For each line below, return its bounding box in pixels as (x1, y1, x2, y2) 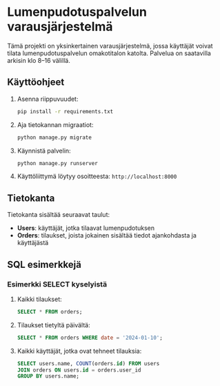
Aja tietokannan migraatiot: (17, 120, 94, 128)
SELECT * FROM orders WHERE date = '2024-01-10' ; (17, 334, 163, 341)
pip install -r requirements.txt (17, 108, 114, 115)
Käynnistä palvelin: (17, 146, 71, 155)
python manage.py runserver (17, 160, 98, 166)
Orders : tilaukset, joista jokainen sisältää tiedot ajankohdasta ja (17, 231, 197, 240)
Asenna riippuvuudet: (17, 95, 79, 103)
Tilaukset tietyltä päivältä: (17, 320, 91, 329)
